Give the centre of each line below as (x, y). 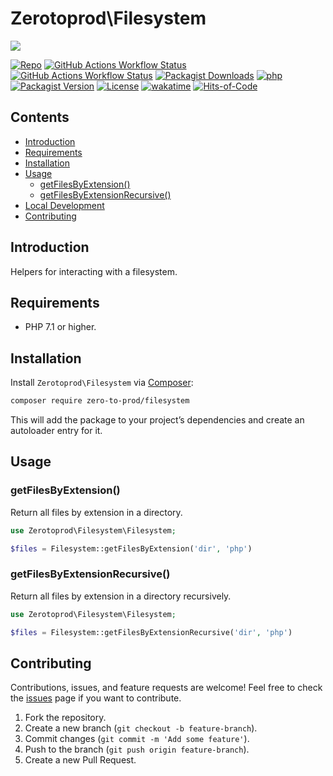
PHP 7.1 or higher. (60, 327)
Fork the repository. (65, 718)
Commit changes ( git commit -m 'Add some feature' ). (137, 739)
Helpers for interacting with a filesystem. (94, 271)
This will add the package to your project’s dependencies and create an (157, 420)
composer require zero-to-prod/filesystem (100, 401)
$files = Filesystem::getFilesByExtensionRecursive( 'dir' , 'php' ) (151, 632)
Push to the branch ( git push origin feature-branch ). (137, 749)
